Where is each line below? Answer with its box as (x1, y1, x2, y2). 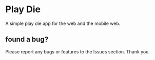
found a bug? (5, 35, 49, 44)
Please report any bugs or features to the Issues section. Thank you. (5, 48, 150, 54)
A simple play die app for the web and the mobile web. (5, 20, 121, 26)
